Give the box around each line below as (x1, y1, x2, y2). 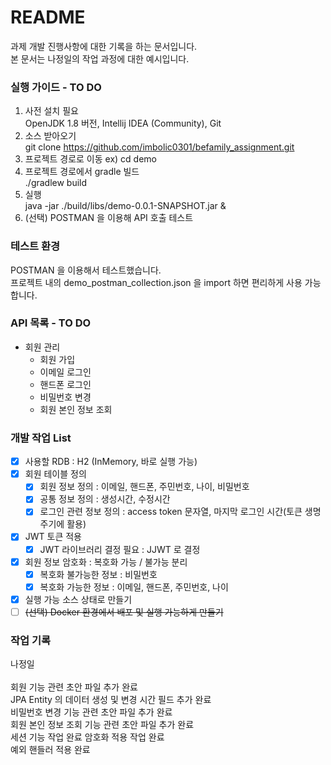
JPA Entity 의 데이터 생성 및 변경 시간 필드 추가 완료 (10, 694, 212, 706)
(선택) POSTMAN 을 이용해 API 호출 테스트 (24, 212, 194, 224)
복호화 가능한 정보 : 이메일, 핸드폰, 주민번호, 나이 (39, 581, 229, 593)
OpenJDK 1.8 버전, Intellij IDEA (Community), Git (24, 117, 222, 130)
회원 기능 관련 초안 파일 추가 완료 (10, 681, 138, 693)
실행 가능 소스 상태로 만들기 (24, 593, 133, 605)
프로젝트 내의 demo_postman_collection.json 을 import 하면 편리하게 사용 (10, 276, 303, 288)
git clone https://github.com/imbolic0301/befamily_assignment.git (24, 141, 295, 153)
